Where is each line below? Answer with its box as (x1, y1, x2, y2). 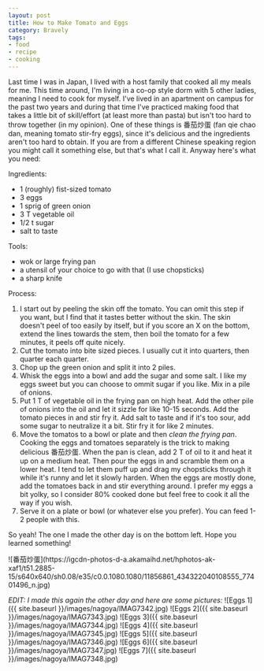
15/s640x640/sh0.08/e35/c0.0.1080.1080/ (8, 572, 144, 581)
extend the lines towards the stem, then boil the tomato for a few (19, 328, 230, 339)
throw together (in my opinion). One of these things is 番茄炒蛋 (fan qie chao (8, 120, 256, 129)
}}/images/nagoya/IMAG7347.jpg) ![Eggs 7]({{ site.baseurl (8, 645, 197, 654)
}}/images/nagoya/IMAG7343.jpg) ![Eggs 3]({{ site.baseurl (8, 612, 199, 621)
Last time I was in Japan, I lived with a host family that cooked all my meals (8, 76, 251, 87)
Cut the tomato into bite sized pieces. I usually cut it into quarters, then (19, 346, 250, 355)
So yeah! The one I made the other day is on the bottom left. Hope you (8, 529, 237, 539)
